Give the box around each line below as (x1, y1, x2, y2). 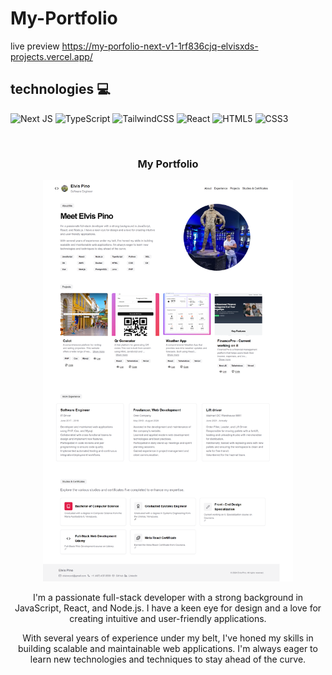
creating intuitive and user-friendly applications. (69, 613, 267, 625)
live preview (10, 40, 60, 52)
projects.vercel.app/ (10, 50, 93, 62)
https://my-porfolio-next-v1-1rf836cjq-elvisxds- (61, 40, 259, 52)
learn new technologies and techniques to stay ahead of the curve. (29, 653, 307, 666)
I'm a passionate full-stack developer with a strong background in (32, 592, 304, 604)
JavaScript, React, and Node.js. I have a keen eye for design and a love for (14, 602, 322, 614)
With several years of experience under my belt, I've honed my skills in (22, 632, 314, 644)
